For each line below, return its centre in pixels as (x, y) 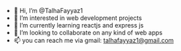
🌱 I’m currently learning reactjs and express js (78, 25)
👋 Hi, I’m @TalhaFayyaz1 (48, 11)
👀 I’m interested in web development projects (78, 18)
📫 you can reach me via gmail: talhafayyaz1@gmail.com (94, 40)
